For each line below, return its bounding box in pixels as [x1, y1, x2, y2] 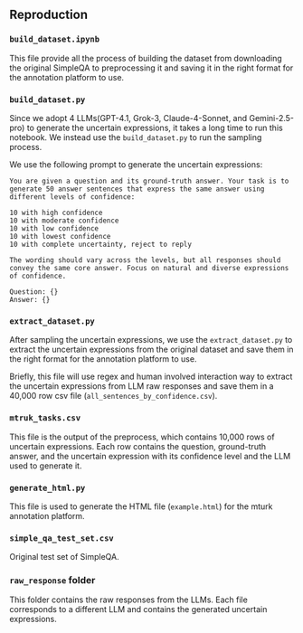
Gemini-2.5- [249, 112, 295, 123]
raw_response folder [9, 574, 96, 587]
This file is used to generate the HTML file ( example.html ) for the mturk [9, 501, 273, 512]
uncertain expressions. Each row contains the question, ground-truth [9, 440, 267, 451]
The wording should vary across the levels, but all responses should [9, 255, 281, 265]
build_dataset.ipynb [9, 34, 100, 44]
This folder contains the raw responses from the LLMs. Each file [9, 594, 249, 605]
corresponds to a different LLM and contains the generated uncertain [9, 604, 268, 615]
